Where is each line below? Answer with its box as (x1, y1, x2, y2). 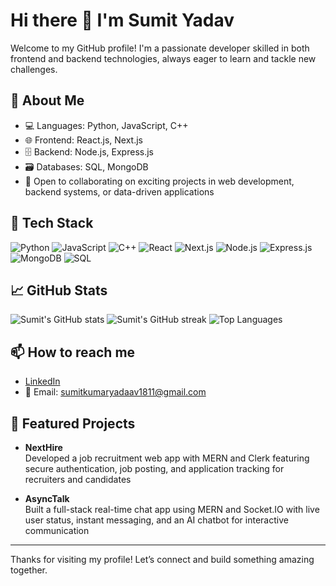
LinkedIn (24, 375, 61, 388)
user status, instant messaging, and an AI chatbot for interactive (24, 514, 289, 526)
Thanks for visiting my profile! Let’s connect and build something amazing (10, 554, 315, 565)
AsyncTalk (24, 493, 70, 504)
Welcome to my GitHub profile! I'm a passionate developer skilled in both (10, 42, 310, 54)
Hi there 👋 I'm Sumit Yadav (10, 9, 235, 32)
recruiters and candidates (24, 474, 132, 485)
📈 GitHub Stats (10, 282, 108, 299)
